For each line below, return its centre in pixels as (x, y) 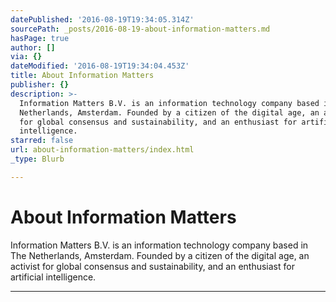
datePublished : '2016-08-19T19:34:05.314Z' (102, 19)
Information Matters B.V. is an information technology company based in (159, 245)
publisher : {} (40, 85)
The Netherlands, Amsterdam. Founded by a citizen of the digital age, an (160, 255)
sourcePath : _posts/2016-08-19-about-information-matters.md (140, 29)
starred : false (42, 141)
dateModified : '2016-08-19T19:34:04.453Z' (100, 66)
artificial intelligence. (53, 277)
